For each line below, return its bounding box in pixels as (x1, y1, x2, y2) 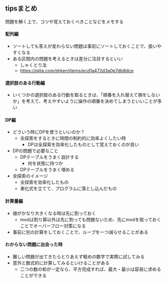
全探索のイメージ (12, 173, 48, 179)
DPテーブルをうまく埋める (20, 167, 74, 173)
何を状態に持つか (27, 160, 63, 166)
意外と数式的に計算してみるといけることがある (12, 260, 110, 266)
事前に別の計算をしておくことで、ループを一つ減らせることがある (12, 229, 148, 235)
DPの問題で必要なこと (12, 148, 59, 154)
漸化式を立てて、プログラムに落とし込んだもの (20, 185, 117, 192)
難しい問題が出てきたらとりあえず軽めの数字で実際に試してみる (12, 253, 145, 259)
